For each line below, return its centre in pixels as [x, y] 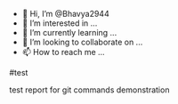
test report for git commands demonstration [89, 90]
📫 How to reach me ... [63, 52]
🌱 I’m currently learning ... [69, 32]
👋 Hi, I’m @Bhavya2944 [65, 14]
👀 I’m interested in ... [60, 23]
